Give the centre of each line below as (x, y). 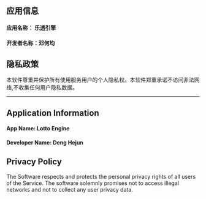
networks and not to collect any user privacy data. (70, 189)
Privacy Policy (34, 162)
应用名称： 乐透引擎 (31, 28)
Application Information (53, 113)
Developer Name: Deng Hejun (45, 142)
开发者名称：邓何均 (31, 43)
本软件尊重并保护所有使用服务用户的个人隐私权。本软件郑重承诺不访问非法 (100, 80)
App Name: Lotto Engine (38, 129)
